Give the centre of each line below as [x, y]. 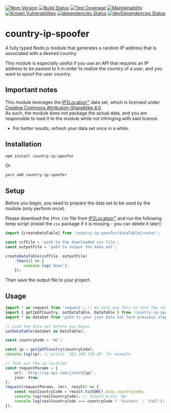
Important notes [31, 90]
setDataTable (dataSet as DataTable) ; [45, 331]
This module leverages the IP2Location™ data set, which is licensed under [83, 102]
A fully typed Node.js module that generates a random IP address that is [81, 48]
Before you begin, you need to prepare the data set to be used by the [78, 203]
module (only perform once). [35, 209]
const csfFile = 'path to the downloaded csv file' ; [62, 242]
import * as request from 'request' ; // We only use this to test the [82, 308]
